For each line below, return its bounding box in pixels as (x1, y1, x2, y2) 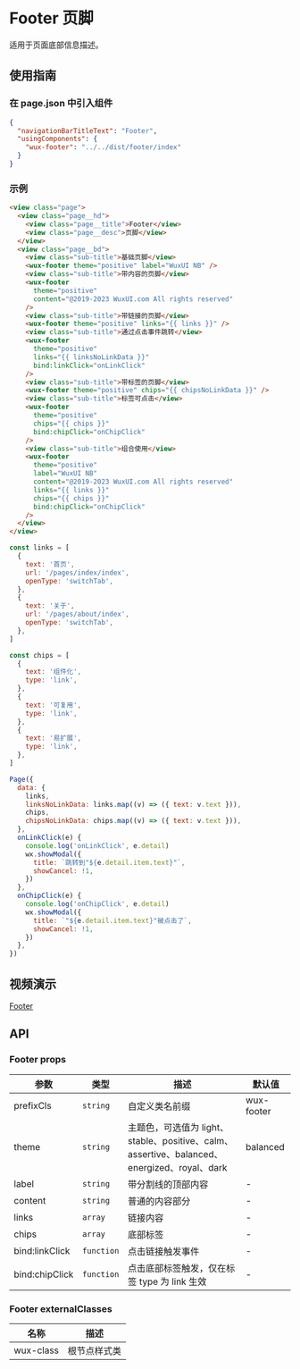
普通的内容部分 (128, 1195, 191, 1207)
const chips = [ (9, 651, 70, 659)
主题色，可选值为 (128, 1121, 200, 1133)
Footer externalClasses (9, 1302, 113, 1314)
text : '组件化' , (25, 668, 82, 676)
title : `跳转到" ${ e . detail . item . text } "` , (32, 858, 186, 867)
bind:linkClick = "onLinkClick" (32, 361, 146, 370)
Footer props (9, 1054, 67, 1066)
